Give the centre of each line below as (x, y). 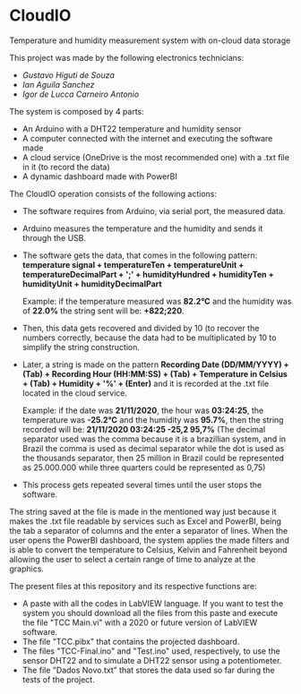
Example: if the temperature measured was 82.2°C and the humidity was (157, 301)
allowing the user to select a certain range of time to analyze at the (133, 559)
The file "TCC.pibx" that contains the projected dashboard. (131, 641)
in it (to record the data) (66, 167)
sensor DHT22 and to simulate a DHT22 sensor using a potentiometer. (152, 660)
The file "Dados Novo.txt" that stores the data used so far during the (148, 670)
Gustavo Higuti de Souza (68, 75)
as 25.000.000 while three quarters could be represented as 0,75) (144, 467)
